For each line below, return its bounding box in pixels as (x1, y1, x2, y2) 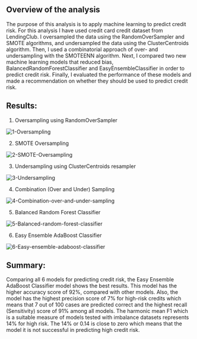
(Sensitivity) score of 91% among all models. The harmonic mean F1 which (6, 308, 189, 315)
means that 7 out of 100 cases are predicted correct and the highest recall (6, 301, 188, 308)
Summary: (6, 261, 46, 271)
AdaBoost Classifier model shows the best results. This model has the (6, 282, 177, 290)
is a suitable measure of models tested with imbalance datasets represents (6, 314, 189, 321)
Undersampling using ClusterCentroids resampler (14, 163, 136, 170)
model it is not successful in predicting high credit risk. (6, 327, 141, 334)
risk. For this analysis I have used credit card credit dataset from (6, 27, 163, 34)
